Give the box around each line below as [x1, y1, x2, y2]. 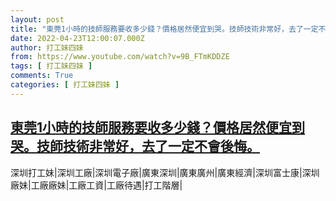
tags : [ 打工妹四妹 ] [10, 61, 93, 71]
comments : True [10, 71, 74, 81]
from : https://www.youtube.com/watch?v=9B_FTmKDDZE [10, 52, 230, 62]
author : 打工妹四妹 [10, 42, 84, 53]
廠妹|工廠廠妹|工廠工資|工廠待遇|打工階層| [10, 179, 183, 191]
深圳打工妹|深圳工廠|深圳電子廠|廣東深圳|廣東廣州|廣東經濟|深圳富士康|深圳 [10, 166, 320, 178]
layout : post [10, 14, 65, 25]
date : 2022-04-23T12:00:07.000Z [10, 33, 145, 43]
